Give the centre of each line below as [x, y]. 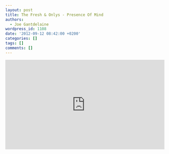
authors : [15, 19]
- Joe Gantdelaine [30, 24]
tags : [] [15, 43]
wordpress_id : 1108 [26, 29]
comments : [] [19, 48]
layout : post [19, 10]
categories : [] [21, 39]
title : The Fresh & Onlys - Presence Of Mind [54, 15]
